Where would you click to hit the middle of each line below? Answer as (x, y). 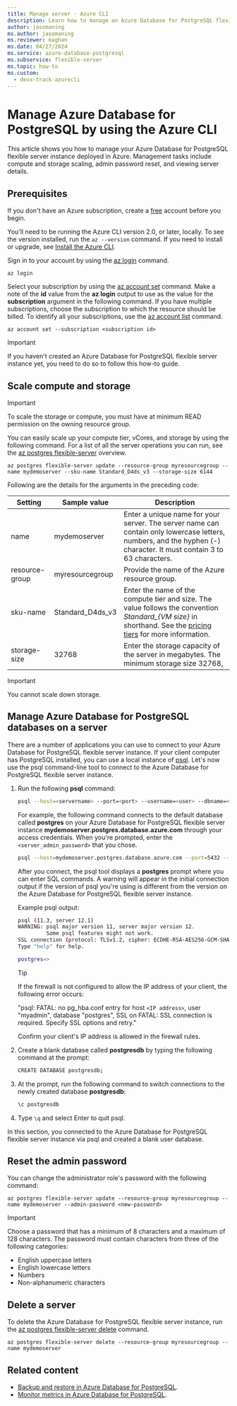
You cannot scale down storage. (54, 694)
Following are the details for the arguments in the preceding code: (103, 485)
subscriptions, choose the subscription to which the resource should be (112, 309)
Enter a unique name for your (171, 514)
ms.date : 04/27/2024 (38, 47)
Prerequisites (37, 194)
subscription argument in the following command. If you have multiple (110, 301)
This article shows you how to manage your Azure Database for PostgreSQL (118, 149)
